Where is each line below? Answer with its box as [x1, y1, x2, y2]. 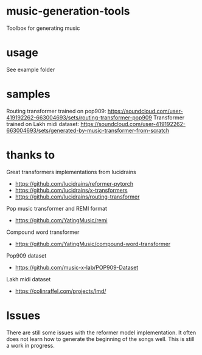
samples [6, 87, 50, 101]
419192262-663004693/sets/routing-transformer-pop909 [6, 114, 152, 121]
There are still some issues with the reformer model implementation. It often [6, 329, 197, 336]
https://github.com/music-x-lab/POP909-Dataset [15, 264, 139, 271]
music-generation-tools [6, 4, 130, 18]
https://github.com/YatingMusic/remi [15, 216, 108, 223]
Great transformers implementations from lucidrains [6, 168, 136, 175]
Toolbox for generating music [6, 24, 80, 32]
